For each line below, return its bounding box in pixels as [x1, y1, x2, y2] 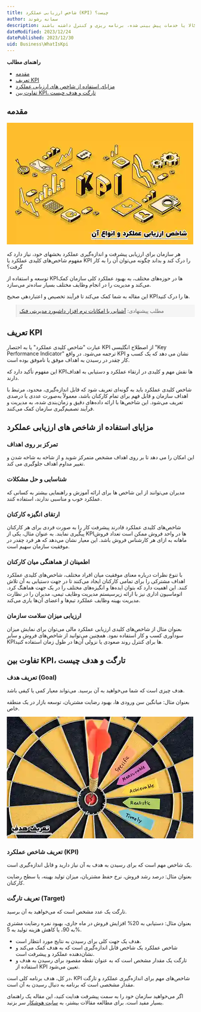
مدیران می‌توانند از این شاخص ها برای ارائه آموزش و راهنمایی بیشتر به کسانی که [7, 489, 185, 496]
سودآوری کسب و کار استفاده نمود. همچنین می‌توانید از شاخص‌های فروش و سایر [7, 632, 184, 639]
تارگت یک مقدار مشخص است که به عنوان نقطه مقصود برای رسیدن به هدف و [15, 956, 187, 963]
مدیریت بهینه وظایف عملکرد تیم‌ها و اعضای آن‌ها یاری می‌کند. [7, 596, 141, 604]
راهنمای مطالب [7, 59, 41, 65]
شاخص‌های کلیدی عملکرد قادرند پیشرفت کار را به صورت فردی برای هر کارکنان [7, 523, 181, 531]
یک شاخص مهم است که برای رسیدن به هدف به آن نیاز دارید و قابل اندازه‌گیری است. [7, 861, 193, 868]
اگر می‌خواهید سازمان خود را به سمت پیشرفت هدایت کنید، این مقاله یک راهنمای [7, 992, 184, 999]
